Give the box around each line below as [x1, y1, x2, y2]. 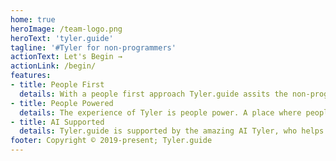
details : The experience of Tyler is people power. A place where [19, 107, 302, 118]
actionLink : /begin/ [10, 61, 97, 71]
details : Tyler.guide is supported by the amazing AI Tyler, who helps [19, 126, 325, 136]
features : [10, 71, 52, 81]
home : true [10, 14, 56, 25]
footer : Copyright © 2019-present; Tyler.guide [10, 136, 213, 146]
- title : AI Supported [10, 117, 105, 127]
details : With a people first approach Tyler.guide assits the [19, 89, 288, 99]
